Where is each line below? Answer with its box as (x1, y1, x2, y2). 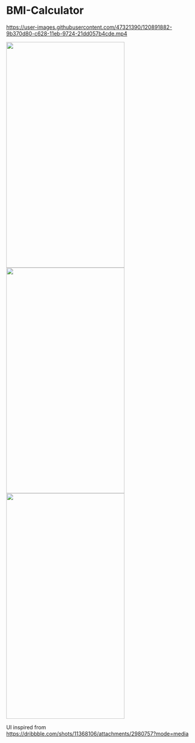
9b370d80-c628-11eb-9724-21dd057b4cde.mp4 (6, 29, 128, 37)
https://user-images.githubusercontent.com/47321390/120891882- (6, 23, 172, 31)
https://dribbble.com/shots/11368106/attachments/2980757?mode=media (6, 730, 189, 737)
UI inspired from (6, 723, 46, 731)
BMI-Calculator (6, 4, 84, 17)
